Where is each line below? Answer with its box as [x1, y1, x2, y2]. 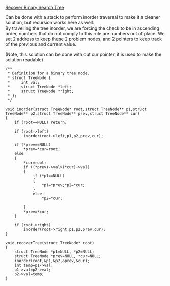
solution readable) [5, 57, 43, 63]
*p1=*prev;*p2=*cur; [41, 183, 86, 188]
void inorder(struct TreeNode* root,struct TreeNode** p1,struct [5, 107, 147, 112]
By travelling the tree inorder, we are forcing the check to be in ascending [5, 25, 159, 31]
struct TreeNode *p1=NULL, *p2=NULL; [14, 249, 95, 254]
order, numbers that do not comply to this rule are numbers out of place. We [5, 31, 165, 36]
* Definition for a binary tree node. [7, 71, 90, 76]
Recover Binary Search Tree [5, 5, 65, 10]
